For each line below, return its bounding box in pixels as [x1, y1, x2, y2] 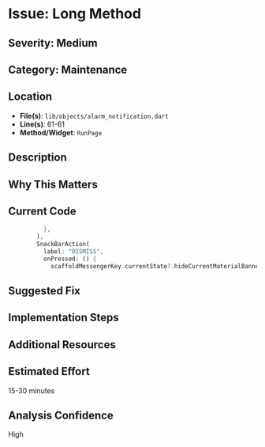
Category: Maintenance [8, 63, 128, 76]
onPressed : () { [43, 255, 97, 263]
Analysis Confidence [8, 409, 114, 422]
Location [8, 90, 53, 104]
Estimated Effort [8, 365, 91, 378]
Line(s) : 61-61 [19, 119, 65, 129]
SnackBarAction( [36, 241, 90, 248]
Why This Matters [8, 177, 99, 191]
